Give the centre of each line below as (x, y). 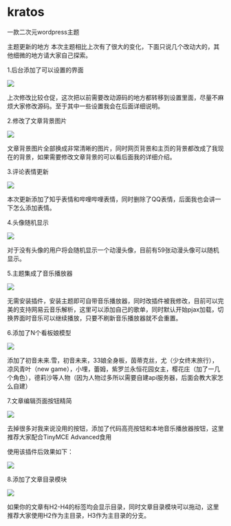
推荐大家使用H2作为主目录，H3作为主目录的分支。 (78, 515)
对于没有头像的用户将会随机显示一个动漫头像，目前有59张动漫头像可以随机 (113, 250)
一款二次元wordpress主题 (43, 32)
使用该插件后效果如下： (40, 452)
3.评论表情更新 (28, 171)
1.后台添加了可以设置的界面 (45, 70)
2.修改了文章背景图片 (37, 121)
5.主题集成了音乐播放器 (40, 273)
